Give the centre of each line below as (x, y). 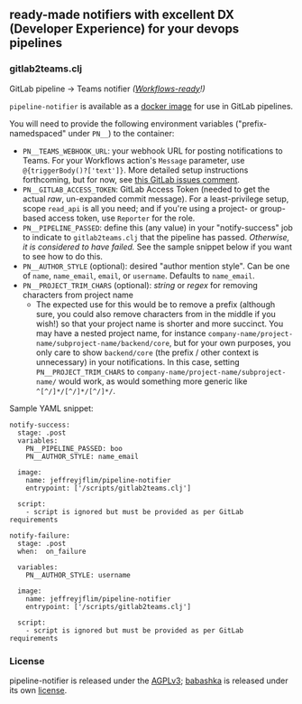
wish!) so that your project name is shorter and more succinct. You (160, 324)
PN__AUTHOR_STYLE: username (78, 575)
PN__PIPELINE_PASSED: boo (74, 448)
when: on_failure (52, 551)
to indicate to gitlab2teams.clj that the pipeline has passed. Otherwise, (156, 237)
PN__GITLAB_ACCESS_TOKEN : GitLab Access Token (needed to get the (146, 189)
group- (273, 208)
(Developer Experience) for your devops (124, 29)
